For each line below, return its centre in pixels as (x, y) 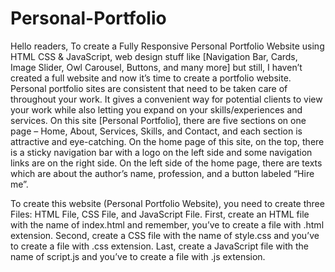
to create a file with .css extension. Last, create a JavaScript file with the (159, 246)
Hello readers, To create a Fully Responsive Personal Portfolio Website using (167, 46)
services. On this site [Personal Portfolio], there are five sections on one (158, 120)
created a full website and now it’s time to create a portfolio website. (151, 78)
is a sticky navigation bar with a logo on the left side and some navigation (161, 152)
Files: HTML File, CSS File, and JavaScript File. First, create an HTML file (160, 214)
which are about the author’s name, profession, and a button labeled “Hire (162, 173)
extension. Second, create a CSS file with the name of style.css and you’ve (165, 235)
